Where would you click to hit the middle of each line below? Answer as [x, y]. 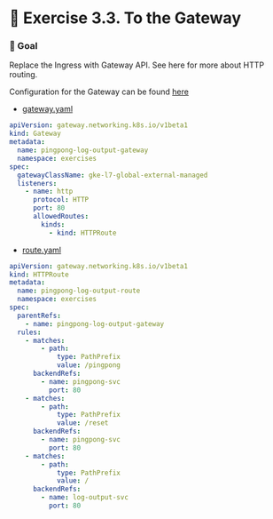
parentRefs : [39, 315]
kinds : [53, 224]
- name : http [49, 192]
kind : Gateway [35, 134]
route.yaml [42, 250]
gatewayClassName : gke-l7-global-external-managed [113, 175]
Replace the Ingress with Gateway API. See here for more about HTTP [136, 65]
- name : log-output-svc [85, 498]
